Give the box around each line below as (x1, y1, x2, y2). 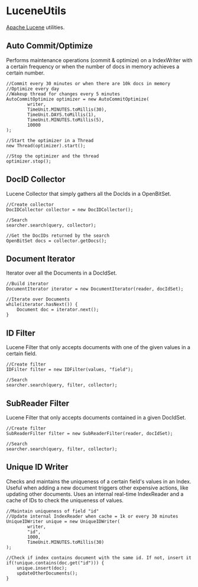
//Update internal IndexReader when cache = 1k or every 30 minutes (6, 513, 178, 519)
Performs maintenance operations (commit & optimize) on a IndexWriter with (6, 56, 193, 63)
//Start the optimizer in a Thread (6, 137, 94, 143)
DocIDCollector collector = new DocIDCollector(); (6, 207, 134, 212)
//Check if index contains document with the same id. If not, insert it (6, 554, 192, 560)
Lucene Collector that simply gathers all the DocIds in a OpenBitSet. (6, 190, 171, 197)
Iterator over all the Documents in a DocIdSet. (6, 269, 117, 276)
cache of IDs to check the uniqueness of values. (6, 496, 124, 504)
